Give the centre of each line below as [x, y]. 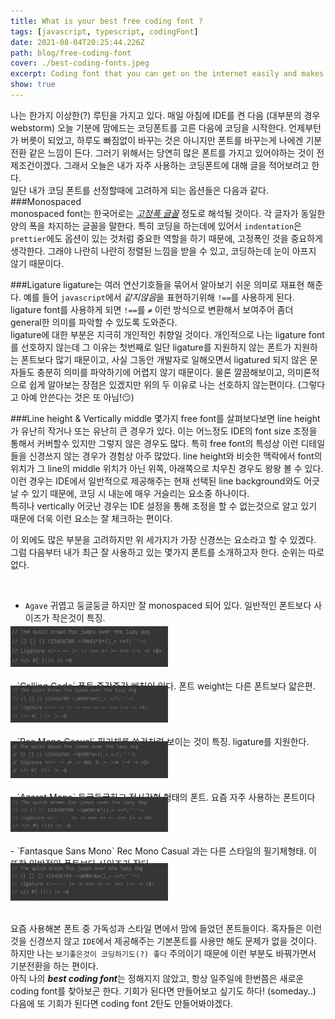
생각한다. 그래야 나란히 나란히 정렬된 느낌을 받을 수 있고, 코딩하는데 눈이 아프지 [163, 251]
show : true [33, 85]
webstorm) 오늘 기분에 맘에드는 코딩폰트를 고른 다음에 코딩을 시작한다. [148, 127]
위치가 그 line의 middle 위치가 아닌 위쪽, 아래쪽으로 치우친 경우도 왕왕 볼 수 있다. [167, 468]
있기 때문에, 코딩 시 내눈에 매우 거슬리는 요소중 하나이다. [140, 493]
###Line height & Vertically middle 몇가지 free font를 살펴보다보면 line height [165, 418]
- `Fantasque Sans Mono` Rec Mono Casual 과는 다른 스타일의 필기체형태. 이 [164, 851]
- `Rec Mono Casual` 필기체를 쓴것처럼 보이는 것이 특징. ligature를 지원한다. [160, 741]
